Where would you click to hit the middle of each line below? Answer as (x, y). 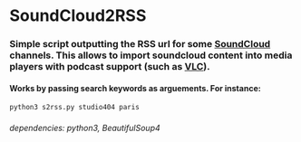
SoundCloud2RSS (78, 16)
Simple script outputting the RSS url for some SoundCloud (140, 44)
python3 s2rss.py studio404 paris (75, 108)
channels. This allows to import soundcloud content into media (151, 55)
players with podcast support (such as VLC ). (110, 67)
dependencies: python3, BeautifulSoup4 (85, 128)
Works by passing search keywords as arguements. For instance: (135, 88)
